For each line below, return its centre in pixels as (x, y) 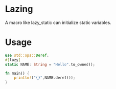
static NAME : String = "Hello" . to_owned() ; (50, 65)
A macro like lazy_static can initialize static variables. (58, 22)
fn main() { (17, 73)
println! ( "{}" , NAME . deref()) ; (45, 78)
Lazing (19, 9)
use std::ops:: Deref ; (27, 55)
